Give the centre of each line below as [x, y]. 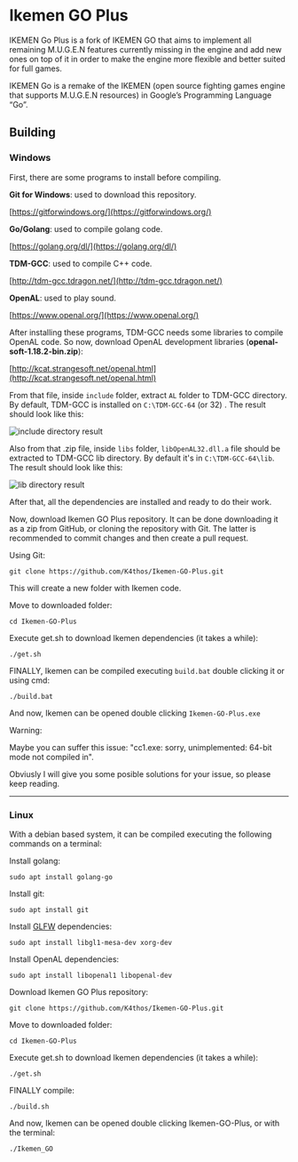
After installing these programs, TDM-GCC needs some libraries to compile [146, 332]
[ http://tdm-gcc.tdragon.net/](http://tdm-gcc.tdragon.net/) [116, 280]
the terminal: [32, 1132]
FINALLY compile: [42, 1090]
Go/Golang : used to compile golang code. [86, 228]
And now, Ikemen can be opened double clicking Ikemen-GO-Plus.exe [135, 713]
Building [32, 133]
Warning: [26, 730]
